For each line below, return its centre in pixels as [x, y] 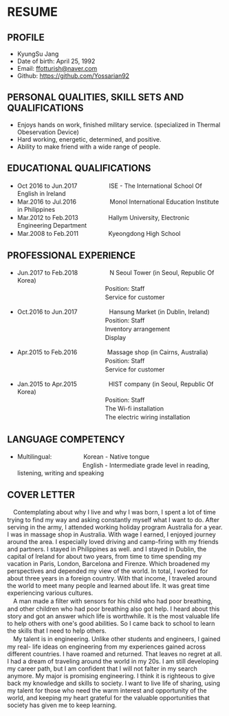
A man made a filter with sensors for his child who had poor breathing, [113, 601]
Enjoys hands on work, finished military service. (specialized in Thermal [119, 124]
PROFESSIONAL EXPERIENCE [72, 256]
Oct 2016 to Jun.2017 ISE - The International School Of [110, 186]
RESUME [33, 12]
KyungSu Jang [38, 54]
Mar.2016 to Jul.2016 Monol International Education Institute [118, 202]
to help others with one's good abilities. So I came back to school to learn [111, 624]
